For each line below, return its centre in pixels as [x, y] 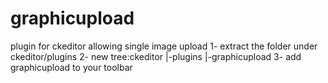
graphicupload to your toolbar [71, 67]
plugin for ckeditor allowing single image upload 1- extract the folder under [164, 46]
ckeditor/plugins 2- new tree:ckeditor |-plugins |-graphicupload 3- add [156, 56]
